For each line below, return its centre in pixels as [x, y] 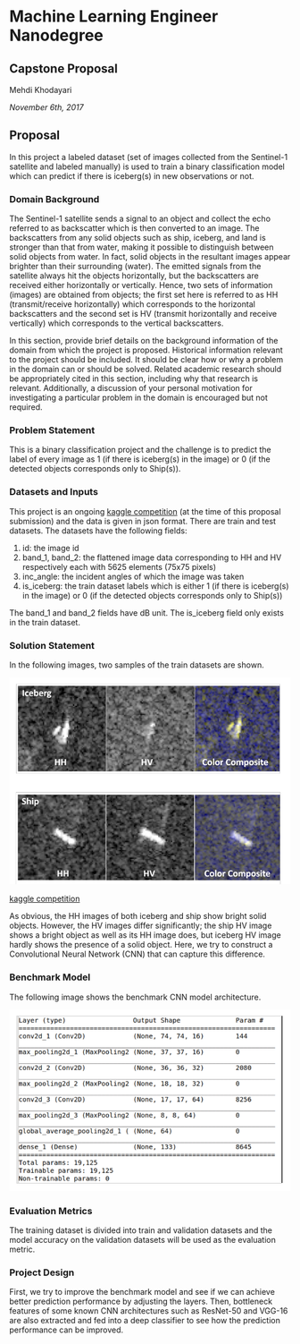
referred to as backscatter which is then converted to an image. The [134, 228]
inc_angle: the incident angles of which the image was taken [133, 576]
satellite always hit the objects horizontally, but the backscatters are [134, 276]
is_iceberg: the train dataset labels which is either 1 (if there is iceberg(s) [155, 586]
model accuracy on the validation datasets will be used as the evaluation [143, 1239]
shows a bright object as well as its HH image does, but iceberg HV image [145, 935]
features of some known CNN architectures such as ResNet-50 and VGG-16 [149, 1311]
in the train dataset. [45, 622]
